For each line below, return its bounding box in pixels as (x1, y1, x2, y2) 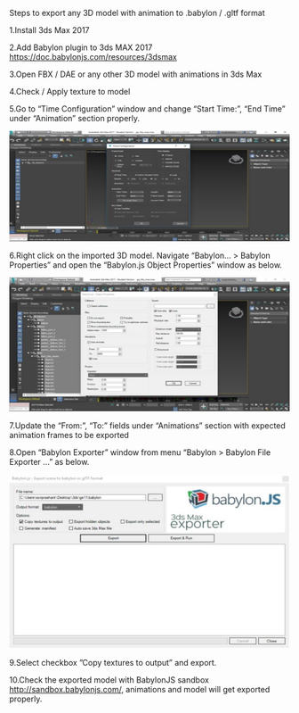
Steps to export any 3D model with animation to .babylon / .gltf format (9, 8, 265, 18)
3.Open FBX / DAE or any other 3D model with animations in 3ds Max (9, 69, 263, 79)
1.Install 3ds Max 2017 (9, 25, 90, 35)
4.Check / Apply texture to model (9, 87, 131, 96)
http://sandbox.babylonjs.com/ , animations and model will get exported (9, 684, 271, 695)
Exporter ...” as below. (9, 457, 90, 468)
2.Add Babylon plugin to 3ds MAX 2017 (9, 42, 153, 53)
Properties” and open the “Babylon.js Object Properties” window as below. (9, 260, 283, 270)
